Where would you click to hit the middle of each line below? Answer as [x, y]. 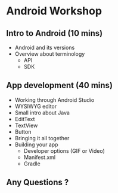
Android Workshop [54, 11]
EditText [25, 119]
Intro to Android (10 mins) [55, 33]
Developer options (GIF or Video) [64, 150]
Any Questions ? [38, 183]
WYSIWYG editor [36, 106]
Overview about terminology [50, 54]
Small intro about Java [42, 113]
